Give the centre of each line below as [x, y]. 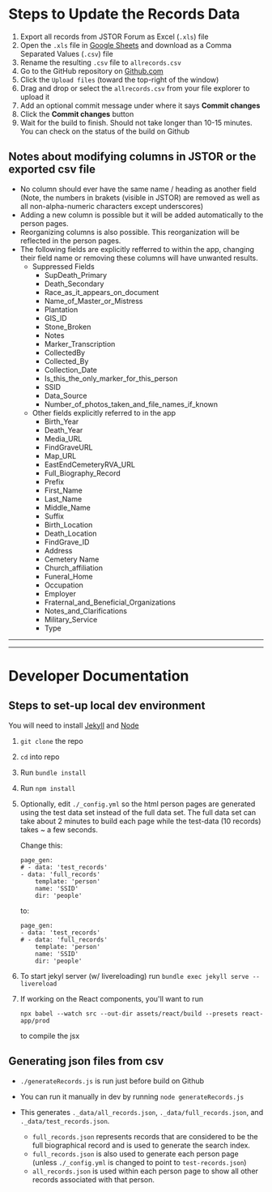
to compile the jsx [50, 1036]
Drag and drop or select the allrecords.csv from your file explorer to [135, 88]
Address [58, 550]
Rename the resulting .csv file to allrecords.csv [101, 62]
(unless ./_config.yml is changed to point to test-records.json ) [139, 1162]
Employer [60, 593]
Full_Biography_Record [82, 473]
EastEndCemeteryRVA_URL [90, 464]
